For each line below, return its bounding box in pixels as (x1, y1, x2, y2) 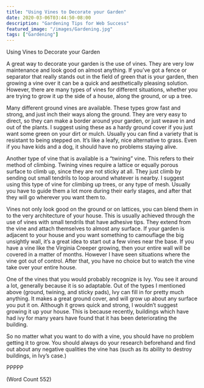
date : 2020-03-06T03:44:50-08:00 (6, 15, 91, 21)
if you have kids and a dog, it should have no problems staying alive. (6, 143, 178, 150)
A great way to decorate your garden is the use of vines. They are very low (6, 60, 194, 68)
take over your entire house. (6, 264, 77, 271)
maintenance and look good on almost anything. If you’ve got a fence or (6, 66, 187, 74)
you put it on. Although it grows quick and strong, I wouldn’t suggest (6, 302, 178, 309)
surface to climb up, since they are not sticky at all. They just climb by (6, 168, 181, 175)
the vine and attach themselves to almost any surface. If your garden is (6, 225, 185, 232)
